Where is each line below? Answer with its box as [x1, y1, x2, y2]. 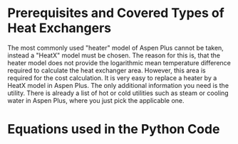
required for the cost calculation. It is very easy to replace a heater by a [7, 73, 217, 82]
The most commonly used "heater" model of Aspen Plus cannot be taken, [7, 43, 224, 52]
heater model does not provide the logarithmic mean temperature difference [7, 58, 232, 67]
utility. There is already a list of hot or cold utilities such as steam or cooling [7, 89, 229, 97]
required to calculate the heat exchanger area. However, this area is [7, 66, 206, 74]
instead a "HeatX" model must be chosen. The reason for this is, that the [7, 51, 221, 60]
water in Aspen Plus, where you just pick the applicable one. [7, 96, 185, 104]
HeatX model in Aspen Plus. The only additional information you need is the [7, 81, 229, 89]
